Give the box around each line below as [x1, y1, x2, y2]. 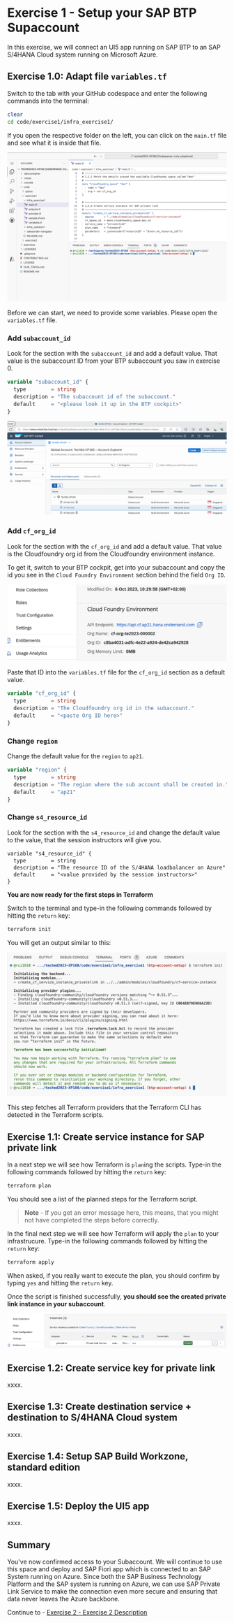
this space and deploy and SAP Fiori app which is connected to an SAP [7, 1565, 211, 1573]
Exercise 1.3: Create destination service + [7, 1401, 192, 1413]
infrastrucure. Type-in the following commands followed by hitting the [7, 1237, 208, 1245]
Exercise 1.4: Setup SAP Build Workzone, [7, 1450, 189, 1462]
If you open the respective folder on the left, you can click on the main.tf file [7, 131, 227, 139]
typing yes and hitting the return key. [7, 1278, 114, 1287]
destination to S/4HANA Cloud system [7, 1412, 178, 1424]
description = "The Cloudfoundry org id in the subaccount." [13, 705, 195, 712]
